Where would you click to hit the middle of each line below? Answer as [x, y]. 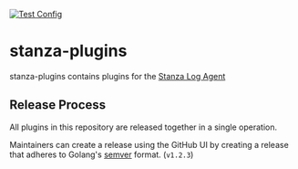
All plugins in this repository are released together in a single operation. [144, 127]
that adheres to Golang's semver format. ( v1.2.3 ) [102, 154]
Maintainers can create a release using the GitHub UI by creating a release [149, 144]
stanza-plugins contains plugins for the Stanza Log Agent [118, 76]
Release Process [58, 105]
